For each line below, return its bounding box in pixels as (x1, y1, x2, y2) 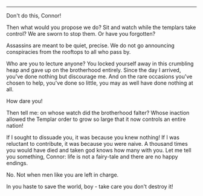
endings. (6, 160, 28, 166)
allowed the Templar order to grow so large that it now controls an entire (6, 116, 186, 123)
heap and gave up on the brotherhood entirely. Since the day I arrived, (6, 67, 181, 73)
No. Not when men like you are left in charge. (6, 171, 119, 178)
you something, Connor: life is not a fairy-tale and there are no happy (6, 153, 178, 160)
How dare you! (6, 97, 43, 105)
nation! (6, 122, 24, 129)
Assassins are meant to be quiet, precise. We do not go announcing (6, 42, 175, 49)
